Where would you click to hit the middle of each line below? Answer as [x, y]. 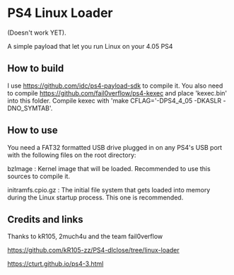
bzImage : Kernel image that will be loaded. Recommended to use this [109, 168]
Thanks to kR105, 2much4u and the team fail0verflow [85, 236]
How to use [33, 130]
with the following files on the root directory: [72, 155]
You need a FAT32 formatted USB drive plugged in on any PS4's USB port [115, 147]
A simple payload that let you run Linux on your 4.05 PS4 [90, 46]
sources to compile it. [39, 176]
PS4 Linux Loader [60, 13]
